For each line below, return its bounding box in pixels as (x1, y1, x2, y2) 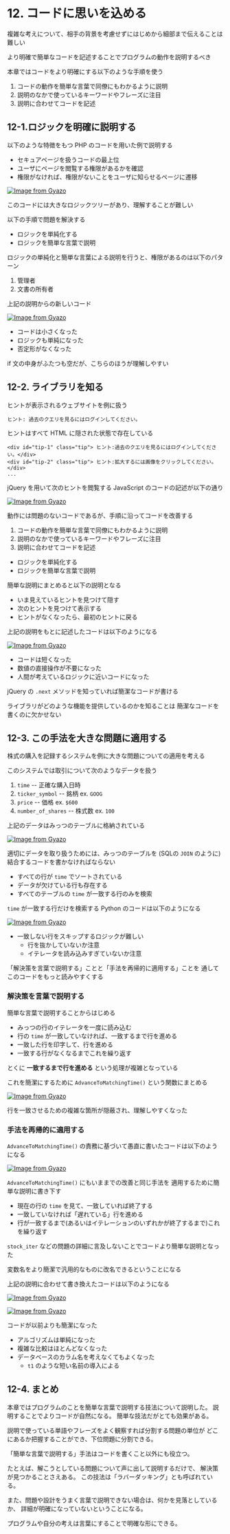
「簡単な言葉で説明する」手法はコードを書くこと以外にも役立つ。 (7, 1449, 194, 1458)
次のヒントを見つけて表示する (16, 604, 102, 612)
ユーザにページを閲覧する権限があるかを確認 (16, 164, 144, 172)
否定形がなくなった (16, 344, 72, 353)
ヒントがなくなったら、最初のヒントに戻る (16, 613, 138, 621)
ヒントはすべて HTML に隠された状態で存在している (7, 428, 153, 437)
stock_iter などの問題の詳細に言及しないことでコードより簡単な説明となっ (7, 1242, 220, 1250)
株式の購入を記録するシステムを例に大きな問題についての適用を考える (7, 752, 205, 760)
